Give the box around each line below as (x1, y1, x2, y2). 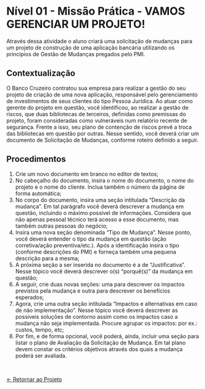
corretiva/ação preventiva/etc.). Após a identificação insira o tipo (15, 241, 179, 249)
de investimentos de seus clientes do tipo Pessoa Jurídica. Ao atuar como (6, 97, 193, 104)
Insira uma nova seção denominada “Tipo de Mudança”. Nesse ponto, (15, 228, 192, 236)
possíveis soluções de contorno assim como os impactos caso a (15, 313, 178, 320)
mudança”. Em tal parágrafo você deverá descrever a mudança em (15, 203, 184, 210)
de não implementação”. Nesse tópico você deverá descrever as (15, 307, 179, 314)
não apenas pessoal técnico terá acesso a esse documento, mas (15, 216, 179, 223)
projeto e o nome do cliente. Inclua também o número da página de (15, 183, 185, 191)
